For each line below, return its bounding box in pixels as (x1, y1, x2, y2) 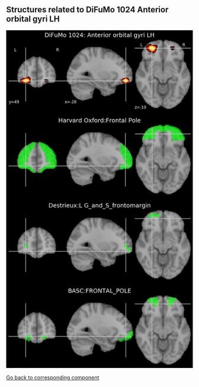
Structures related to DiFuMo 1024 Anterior (6, 5, 169, 15)
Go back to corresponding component (6, 374, 99, 381)
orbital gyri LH (6, 14, 60, 24)
